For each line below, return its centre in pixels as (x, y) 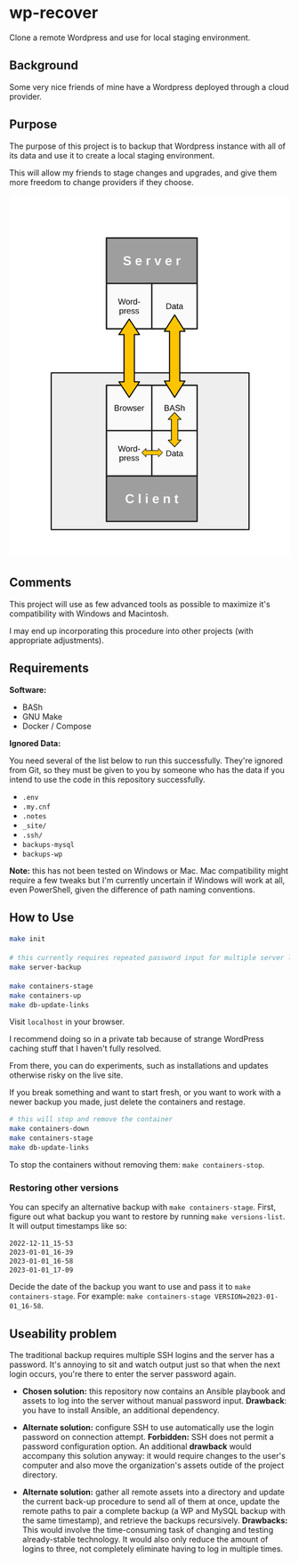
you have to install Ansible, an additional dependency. (121, 1411)
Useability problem (63, 1334)
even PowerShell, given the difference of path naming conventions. (132, 890)
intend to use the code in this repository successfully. (108, 779)
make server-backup (45, 968)
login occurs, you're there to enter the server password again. (123, 1374)
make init (28, 939)
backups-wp (42, 854)
